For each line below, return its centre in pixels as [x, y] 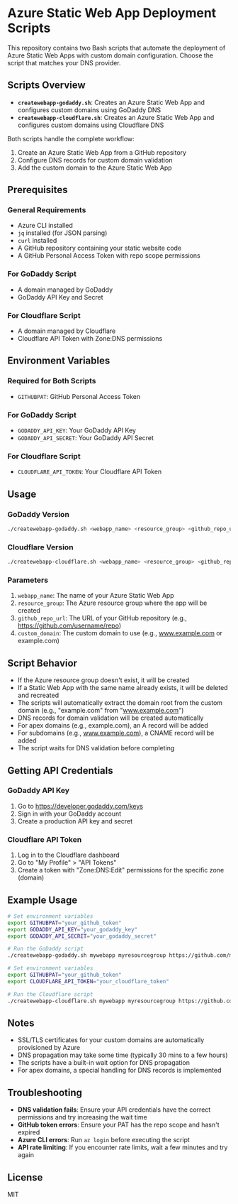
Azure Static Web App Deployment [112, 13]
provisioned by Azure [49, 1048]
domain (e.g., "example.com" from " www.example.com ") [101, 711]
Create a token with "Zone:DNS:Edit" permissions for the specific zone [121, 870]
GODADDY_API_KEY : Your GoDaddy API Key [77, 430]
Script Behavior [42, 663]
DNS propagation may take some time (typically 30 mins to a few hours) [123, 1055]
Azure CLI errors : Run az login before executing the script [103, 1140]
